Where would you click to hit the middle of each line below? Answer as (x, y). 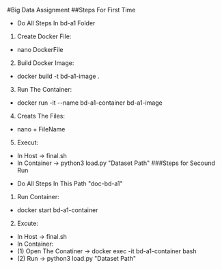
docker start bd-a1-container (57, 210)
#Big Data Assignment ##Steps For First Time (71, 10)
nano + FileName (41, 129)
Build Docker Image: (45, 63)
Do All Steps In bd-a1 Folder (56, 23)
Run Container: (38, 197)
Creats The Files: (41, 116)
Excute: (28, 223)
